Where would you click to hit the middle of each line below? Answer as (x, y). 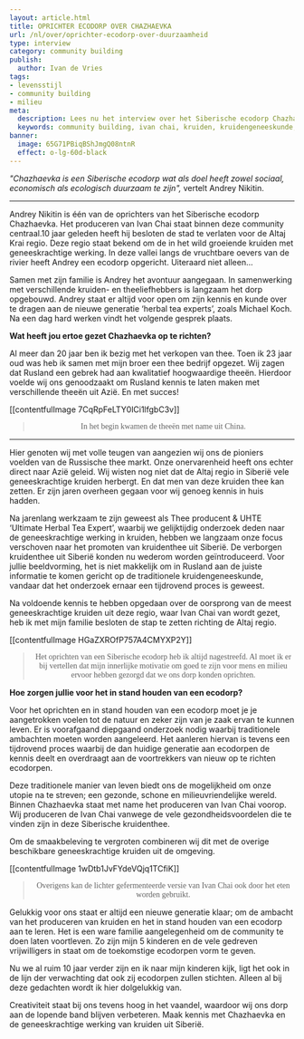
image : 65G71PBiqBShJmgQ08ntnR (76, 144)
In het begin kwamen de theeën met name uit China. (163, 426)
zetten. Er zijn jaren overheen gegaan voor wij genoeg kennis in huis (137, 491)
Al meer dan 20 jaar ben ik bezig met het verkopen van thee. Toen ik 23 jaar (151, 353)
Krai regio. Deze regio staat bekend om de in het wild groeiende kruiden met (152, 243)
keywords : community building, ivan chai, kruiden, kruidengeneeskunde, (157, 128)
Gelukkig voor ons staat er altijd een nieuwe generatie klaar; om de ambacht (152, 912)
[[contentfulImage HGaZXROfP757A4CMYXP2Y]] (101, 640)
